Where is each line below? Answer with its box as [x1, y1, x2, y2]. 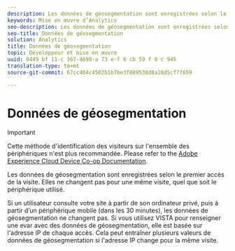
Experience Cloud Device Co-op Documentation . [7, 157, 148, 165]
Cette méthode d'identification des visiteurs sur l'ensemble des [7, 142, 190, 151]
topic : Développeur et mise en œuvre [7, 50, 117, 57]
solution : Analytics [7, 36, 68, 43]
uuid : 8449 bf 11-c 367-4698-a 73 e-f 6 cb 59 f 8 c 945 [7, 56, 177, 63]
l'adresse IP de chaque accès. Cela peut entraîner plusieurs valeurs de [7, 229, 211, 237]
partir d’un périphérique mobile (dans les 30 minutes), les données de [7, 206, 208, 215]
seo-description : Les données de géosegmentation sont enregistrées [7, 23, 211, 30]
